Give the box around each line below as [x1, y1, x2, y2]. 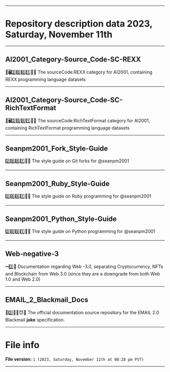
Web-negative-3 [5, 250, 59, 258]
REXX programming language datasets [5, 76, 86, 82]
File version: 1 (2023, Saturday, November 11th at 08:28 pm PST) [5, 356, 144, 362]
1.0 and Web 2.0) [5, 276, 40, 282]
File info [5, 339, 39, 351]
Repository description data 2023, [5, 18, 153, 29]
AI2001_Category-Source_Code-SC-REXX [5, 55, 141, 64]
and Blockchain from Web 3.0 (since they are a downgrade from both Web [5, 270, 160, 277]
